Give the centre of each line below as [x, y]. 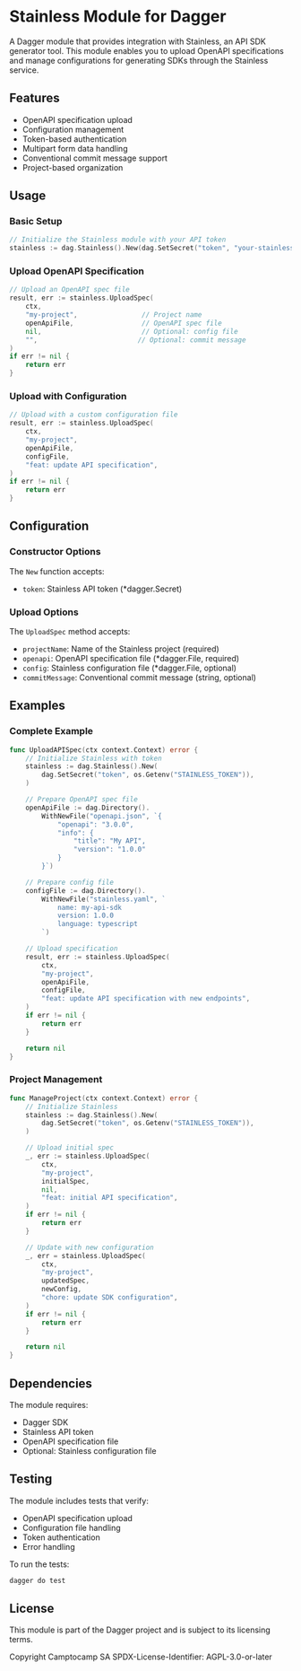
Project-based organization [73, 167]
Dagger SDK [45, 1422]
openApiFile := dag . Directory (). [88, 808]
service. [24, 70]
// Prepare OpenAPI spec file [82, 800]
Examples [37, 706]
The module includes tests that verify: [79, 1500]
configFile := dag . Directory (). [86, 890]
